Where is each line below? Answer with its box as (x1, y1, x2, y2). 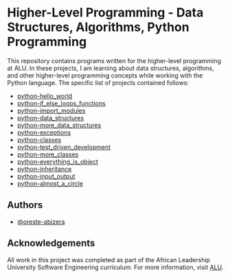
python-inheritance (16, 165, 72, 173)
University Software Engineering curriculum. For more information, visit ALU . (7, 263, 224, 271)
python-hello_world (16, 91, 73, 100)
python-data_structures (16, 113, 84, 121)
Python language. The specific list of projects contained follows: (7, 78, 189, 86)
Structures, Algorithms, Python (7, 19, 190, 35)
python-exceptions (16, 128, 71, 137)
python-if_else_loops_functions (16, 99, 106, 107)
